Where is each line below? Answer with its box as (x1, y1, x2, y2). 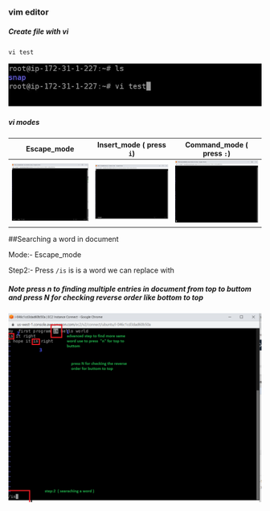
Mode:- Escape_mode (8, 250, 82, 260)
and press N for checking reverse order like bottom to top (8, 293, 203, 302)
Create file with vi (8, 27, 69, 36)
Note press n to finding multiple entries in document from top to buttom (8, 284, 252, 293)
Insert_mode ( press (97, 139, 166, 149)
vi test (8, 48, 35, 56)
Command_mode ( (184, 139, 249, 149)
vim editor (8, 6, 50, 18)
